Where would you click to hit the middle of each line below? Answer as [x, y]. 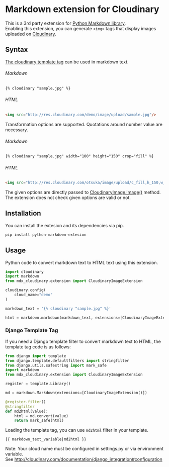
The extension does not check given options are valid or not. [68, 198]
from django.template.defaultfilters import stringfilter [67, 360]
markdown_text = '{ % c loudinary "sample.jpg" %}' [58, 308]
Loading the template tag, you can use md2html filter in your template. [77, 430]
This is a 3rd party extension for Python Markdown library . [66, 23]
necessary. [17, 130]
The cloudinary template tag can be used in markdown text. [67, 62]
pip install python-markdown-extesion [46, 235]
